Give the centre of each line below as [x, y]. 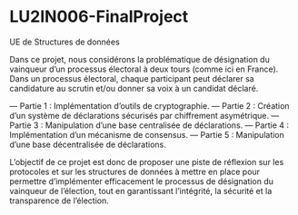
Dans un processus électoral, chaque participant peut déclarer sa [132, 78]
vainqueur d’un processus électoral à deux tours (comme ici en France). [144, 69]
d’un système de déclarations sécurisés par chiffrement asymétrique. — [144, 115]
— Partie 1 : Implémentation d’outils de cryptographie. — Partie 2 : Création [149, 105]
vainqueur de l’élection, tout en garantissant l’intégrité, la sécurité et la [141, 191]
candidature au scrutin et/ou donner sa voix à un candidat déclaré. [134, 88]
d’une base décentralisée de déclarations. [88, 144]
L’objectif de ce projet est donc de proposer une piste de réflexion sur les [147, 161]
